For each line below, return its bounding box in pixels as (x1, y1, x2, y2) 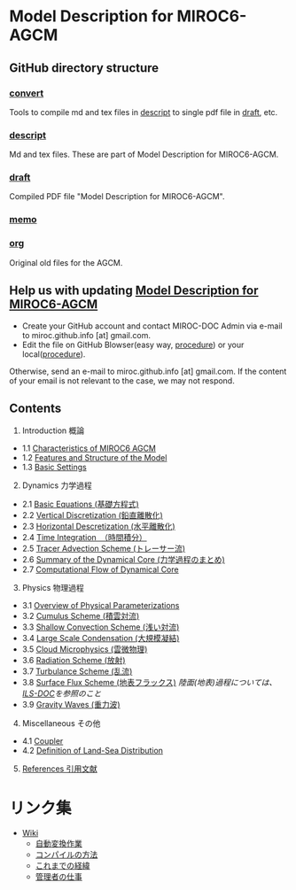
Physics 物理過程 (21, 583, 84, 593)
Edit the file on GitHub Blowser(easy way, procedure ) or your (21, 339, 245, 350)
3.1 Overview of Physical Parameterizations (21, 600, 180, 611)
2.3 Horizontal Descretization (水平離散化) (21, 521, 175, 532)
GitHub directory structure (9, 60, 160, 75)
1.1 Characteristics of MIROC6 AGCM (21, 443, 157, 453)
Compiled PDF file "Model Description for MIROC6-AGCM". (9, 191, 225, 202)
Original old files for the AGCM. (9, 257, 123, 267)
